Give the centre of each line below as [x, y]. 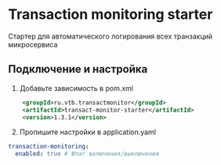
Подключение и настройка [78, 70]
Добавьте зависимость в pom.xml [76, 88]
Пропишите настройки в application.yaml [88, 132]
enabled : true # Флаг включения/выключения [87, 154]
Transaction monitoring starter [110, 15]
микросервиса [33, 44]
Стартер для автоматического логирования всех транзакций [110, 36]
